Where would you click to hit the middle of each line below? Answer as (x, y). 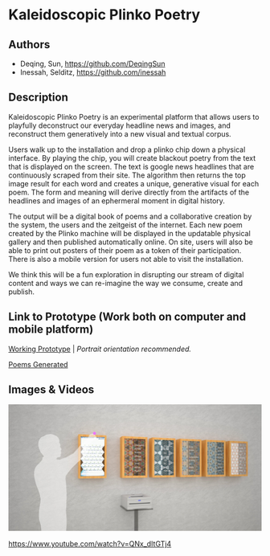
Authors (29, 45)
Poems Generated (38, 364)
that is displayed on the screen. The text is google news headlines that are (131, 166)
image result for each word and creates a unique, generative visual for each (134, 183)
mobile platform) (51, 330)
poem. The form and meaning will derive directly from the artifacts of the (129, 192)
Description (38, 98)
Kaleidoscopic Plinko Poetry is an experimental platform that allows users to (134, 117)
